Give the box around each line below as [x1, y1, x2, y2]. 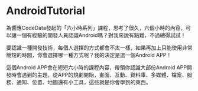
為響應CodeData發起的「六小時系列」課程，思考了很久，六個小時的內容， [6, 24, 186, 31]
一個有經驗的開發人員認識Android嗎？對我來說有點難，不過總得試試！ [16, 31, 186, 39]
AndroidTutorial [6, 4, 86, 18]
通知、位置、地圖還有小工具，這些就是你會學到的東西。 [16, 78, 151, 86]
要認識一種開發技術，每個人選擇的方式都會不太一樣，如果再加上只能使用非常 [6, 44, 193, 51]
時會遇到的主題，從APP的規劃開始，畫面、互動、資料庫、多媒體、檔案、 [11, 71, 187, 78]
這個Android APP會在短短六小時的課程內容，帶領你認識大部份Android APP [6, 63, 187, 71]
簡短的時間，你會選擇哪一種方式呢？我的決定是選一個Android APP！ [6, 51, 172, 58]
